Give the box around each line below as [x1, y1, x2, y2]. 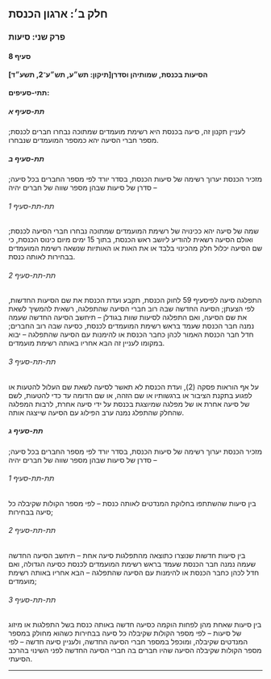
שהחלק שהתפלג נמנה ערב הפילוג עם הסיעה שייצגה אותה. [8, 408, 184, 417]
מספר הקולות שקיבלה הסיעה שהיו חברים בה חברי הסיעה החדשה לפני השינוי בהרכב [8, 646, 262, 656]
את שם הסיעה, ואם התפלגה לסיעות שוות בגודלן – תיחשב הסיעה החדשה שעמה [8, 312, 248, 322]
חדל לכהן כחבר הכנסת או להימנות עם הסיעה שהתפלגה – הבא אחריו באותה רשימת [8, 568, 260, 577]
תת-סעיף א [8, 106, 45, 116]
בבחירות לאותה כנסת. [8, 252, 76, 262]
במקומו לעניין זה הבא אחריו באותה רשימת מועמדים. [8, 338, 165, 348]
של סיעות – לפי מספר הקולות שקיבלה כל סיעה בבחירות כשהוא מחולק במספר [8, 628, 242, 638]
